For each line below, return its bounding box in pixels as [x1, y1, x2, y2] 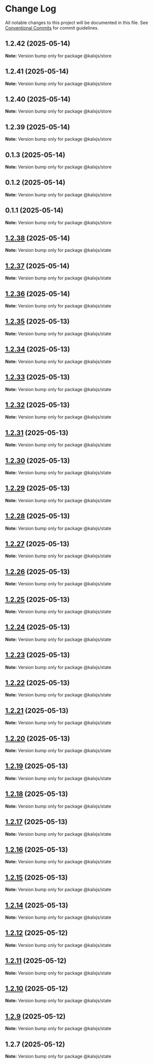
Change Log [5, 3, 56, 15]
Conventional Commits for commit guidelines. [5, 25, 99, 31]
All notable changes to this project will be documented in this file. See [5, 20, 149, 26]
